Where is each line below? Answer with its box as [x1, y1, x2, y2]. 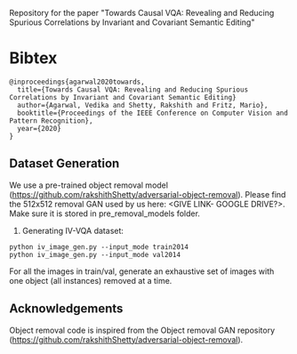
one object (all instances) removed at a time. [9, 275, 173, 286]
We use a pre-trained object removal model [9, 180, 169, 190]
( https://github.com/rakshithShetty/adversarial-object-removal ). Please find [9, 189, 286, 199]
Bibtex [9, 48, 58, 68]
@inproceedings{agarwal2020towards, [9, 77, 145, 86]
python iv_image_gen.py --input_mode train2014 [9, 242, 189, 252]
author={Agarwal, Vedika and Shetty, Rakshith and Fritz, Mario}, [17, 101, 269, 109]
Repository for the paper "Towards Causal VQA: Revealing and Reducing [9, 8, 275, 18]
